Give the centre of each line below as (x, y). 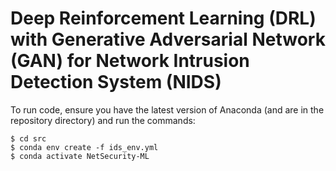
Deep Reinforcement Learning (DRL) (163, 18)
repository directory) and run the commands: (103, 120)
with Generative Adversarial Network (168, 39)
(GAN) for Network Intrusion (130, 61)
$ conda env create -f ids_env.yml (84, 147)
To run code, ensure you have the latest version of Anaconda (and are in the (167, 109)
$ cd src (28, 138)
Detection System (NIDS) (116, 82)
